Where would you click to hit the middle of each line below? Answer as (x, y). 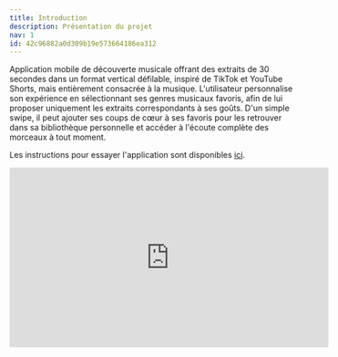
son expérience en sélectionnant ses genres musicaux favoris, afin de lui (146, 99)
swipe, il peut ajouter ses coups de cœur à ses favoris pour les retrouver (146, 118)
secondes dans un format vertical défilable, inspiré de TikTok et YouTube (146, 79)
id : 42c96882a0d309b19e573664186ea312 (83, 43)
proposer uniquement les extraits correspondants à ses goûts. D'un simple (149, 108)
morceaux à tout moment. (58, 137)
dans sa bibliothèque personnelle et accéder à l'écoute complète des (139, 128)
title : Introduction (49, 18)
